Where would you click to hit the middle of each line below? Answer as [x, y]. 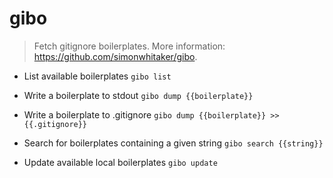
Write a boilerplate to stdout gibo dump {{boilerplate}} [138, 95]
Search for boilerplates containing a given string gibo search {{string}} [173, 143]
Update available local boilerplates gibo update [120, 162]
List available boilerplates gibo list [97, 76]
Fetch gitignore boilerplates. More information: [129, 46]
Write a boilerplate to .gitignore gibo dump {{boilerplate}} [145, 114]
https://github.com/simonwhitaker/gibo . [115, 56]
